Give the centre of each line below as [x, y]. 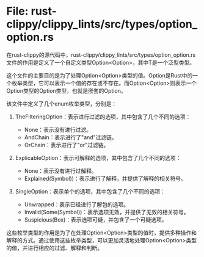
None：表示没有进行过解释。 [60, 171]
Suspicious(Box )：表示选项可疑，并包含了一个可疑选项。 [96, 219]
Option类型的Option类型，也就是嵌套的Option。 [66, 90]
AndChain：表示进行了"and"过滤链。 [71, 137]
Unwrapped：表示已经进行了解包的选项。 [77, 204]
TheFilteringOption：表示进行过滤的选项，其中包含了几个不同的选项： [103, 117]
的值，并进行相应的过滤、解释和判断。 [54, 248]
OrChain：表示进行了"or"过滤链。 [67, 145]
